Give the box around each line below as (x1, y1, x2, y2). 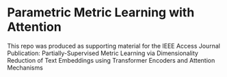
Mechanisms (7, 63, 43, 72)
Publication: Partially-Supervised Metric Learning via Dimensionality (7, 49, 198, 57)
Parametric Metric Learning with (7, 5, 195, 20)
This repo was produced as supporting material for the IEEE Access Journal (7, 42, 221, 50)
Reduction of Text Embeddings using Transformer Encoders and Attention (7, 56, 215, 64)
